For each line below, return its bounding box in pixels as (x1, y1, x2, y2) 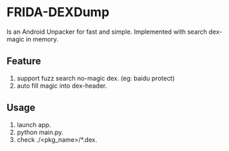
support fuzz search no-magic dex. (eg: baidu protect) (16, 74, 175, 82)
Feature (6, 55, 41, 67)
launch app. (16, 120, 51, 129)
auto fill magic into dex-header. (16, 81, 107, 90)
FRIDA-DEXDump (6, 4, 110, 20)
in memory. (26, 34, 59, 43)
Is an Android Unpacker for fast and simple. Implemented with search (6, 27, 208, 36)
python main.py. (16, 128, 64, 136)
